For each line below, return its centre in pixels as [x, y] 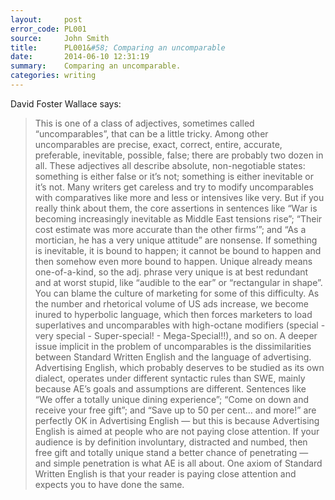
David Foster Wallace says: [66, 103]
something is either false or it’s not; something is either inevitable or [174, 176]
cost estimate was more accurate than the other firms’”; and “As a [170, 229]
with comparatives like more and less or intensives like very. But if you [179, 197]
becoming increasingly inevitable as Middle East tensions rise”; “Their [178, 218]
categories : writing [53, 76]
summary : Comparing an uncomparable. [96, 66]
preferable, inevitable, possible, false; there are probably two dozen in [179, 155]
